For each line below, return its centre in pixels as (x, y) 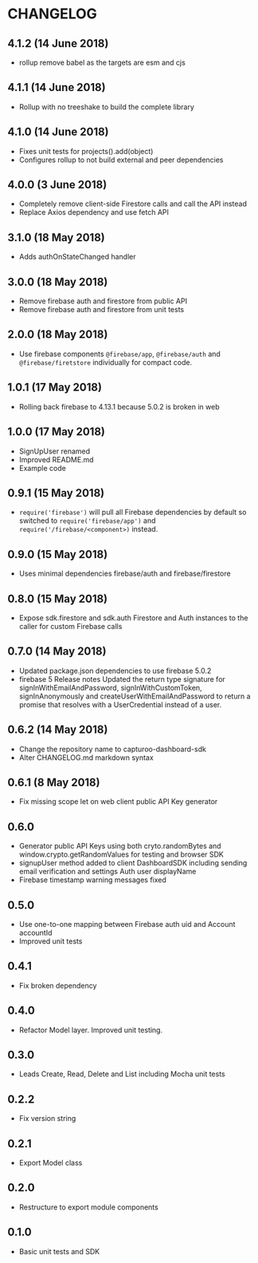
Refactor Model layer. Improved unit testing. (91, 1030)
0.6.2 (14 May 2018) (58, 730)
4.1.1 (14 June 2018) (57, 87)
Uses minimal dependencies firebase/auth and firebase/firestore (125, 574)
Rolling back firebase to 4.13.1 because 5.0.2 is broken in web (119, 406)
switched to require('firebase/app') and (87, 521)
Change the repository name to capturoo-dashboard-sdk (112, 749)
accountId (35, 932)
